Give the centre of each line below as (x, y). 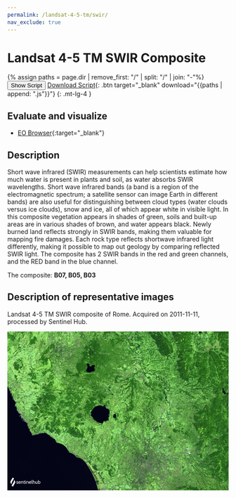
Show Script (27, 85)
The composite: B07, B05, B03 (52, 275)
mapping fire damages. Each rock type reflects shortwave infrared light (111, 240)
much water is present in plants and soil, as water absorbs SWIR (100, 180)
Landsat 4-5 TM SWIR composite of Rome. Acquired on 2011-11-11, (104, 314)
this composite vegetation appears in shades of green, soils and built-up (112, 217)
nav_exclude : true (34, 22)
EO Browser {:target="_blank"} (61, 133)
